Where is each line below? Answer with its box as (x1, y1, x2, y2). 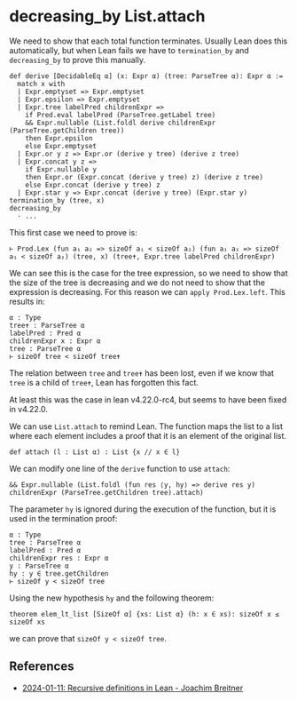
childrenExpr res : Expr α (9, 554, 109, 562)
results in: (9, 296, 45, 307)
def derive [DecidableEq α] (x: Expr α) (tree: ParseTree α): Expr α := (9, 71, 284, 81)
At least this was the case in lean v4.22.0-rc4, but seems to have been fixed (9, 394, 287, 405)
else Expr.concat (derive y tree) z (25, 180, 161, 189)
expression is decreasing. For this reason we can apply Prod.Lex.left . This (9, 286, 285, 297)
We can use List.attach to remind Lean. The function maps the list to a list (9, 420, 284, 432)
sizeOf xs (9, 617, 46, 626)
